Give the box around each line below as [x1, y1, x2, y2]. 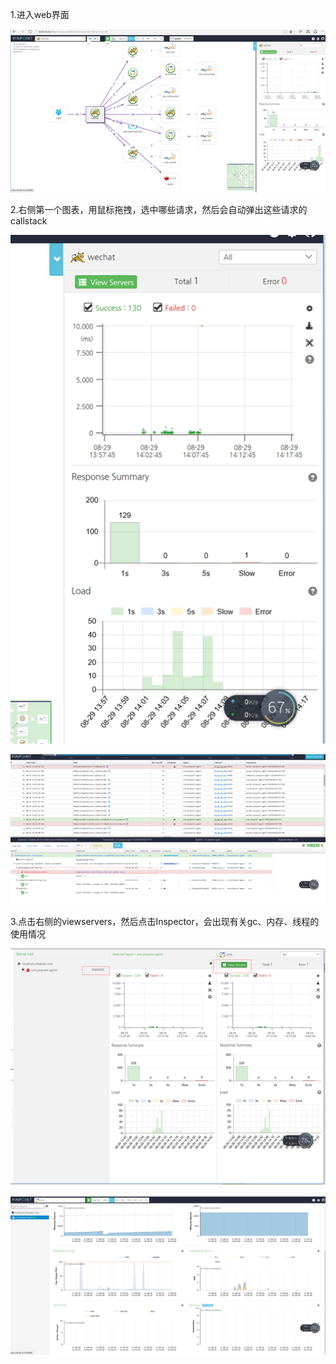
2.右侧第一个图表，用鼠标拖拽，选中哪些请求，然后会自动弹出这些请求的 [10, 204, 308, 216]
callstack [10, 215, 48, 227]
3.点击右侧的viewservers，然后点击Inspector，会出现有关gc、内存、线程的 [10, 915, 320, 927]
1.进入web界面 [10, 9, 70, 20]
